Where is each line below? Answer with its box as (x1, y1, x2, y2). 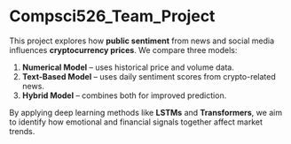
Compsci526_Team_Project (9, 6, 216, 27)
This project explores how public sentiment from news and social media (9, 35, 275, 46)
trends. (9, 125, 35, 136)
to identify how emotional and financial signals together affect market (9, 117, 263, 127)
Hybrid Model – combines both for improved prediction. (21, 90, 227, 101)
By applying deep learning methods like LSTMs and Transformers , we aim (9, 107, 282, 117)
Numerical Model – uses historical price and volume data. (21, 62, 235, 72)
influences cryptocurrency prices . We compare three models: (9, 44, 238, 55)
